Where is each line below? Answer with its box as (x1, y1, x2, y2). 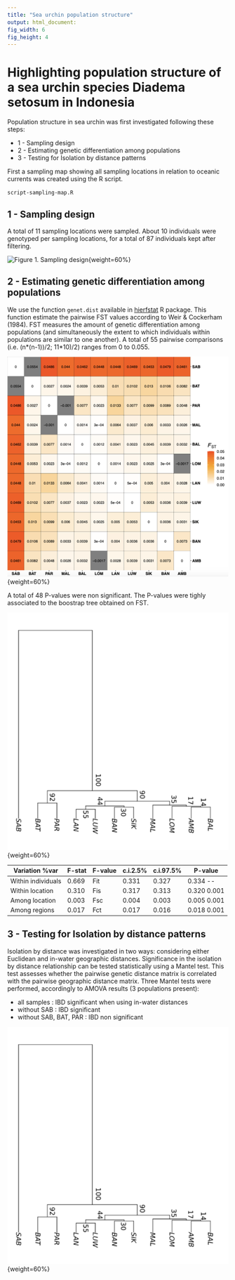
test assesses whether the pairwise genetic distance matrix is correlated (7, 969, 217, 977)
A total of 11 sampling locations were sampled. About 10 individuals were (7, 227, 216, 235)
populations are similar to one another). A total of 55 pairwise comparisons (7, 335, 223, 343)
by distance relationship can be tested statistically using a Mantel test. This (7, 962, 224, 970)
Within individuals (10, 876, 62, 885)
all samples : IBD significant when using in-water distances (17, 998, 188, 1006)
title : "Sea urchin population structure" (7, 11, 133, 18)
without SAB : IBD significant (17, 1005, 100, 1014)
